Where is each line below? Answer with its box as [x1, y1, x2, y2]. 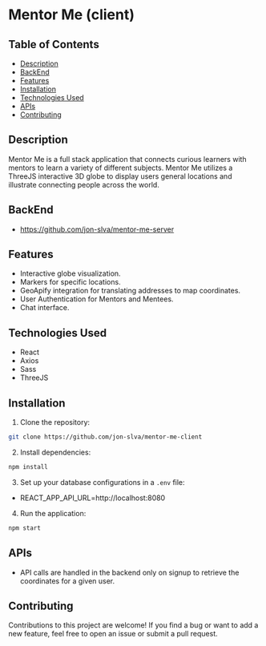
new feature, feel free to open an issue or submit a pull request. [8, 629, 218, 639]
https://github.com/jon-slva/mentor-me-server [19, 224, 175, 234]
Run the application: [19, 508, 87, 518]
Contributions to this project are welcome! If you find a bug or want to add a [8, 620, 259, 630]
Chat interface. [19, 303, 70, 313]
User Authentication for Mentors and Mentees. [19, 294, 174, 304]
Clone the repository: [19, 418, 91, 427]
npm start [8, 523, 42, 532]
